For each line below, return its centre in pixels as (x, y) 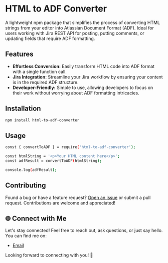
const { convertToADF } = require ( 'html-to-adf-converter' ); (70, 147)
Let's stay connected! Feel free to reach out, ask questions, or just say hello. (84, 230)
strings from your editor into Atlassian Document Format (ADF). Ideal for (80, 27)
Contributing (26, 185)
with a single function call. (39, 71)
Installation (23, 109)
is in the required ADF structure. (45, 82)
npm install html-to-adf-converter (42, 120)
